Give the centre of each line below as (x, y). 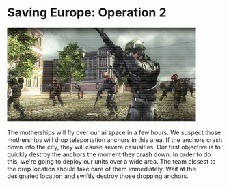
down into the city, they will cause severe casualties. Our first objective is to (114, 147)
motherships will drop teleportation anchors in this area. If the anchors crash (115, 140)
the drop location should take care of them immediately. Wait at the (102, 169)
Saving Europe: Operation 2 (87, 13)
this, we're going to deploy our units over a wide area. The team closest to (111, 161)
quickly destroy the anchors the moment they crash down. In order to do (109, 154)
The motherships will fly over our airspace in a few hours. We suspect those (114, 132)
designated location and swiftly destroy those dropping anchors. (98, 176)
